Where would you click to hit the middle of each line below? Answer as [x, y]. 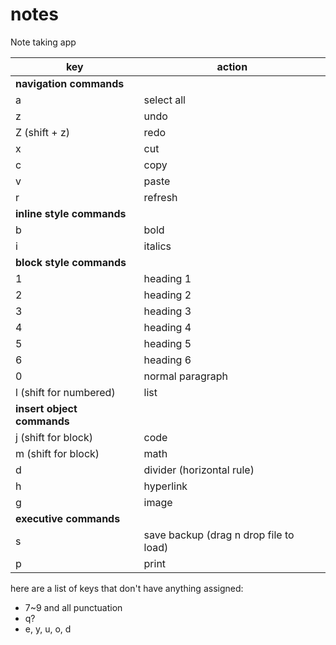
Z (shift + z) [43, 132]
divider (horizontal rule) [199, 470]
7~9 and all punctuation [73, 607]
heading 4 [167, 327]
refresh [160, 197]
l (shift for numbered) [65, 392]
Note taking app [43, 42]
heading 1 [167, 278]
